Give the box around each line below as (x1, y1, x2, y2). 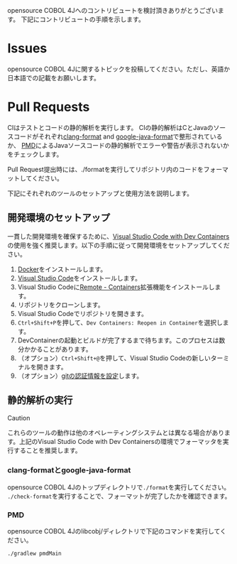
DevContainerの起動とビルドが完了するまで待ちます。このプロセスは (17, 336, 219, 345)
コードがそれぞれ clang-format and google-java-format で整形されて (13, 132, 211, 141)
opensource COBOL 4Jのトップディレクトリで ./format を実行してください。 (7, 482, 231, 492)
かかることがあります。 (23, 345, 92, 353)
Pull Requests (7, 99, 90, 115)
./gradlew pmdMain (7, 550, 62, 558)
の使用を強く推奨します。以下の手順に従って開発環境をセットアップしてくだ (7, 241, 231, 249)
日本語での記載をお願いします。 (7, 73, 101, 82)
